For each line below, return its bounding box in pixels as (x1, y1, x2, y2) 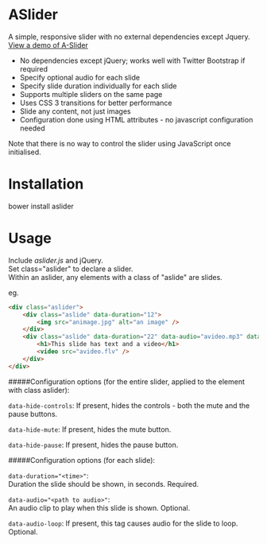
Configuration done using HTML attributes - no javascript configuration (19, 115, 253, 124)
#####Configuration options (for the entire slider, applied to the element (8, 376, 245, 387)
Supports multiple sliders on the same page (19, 89, 163, 99)
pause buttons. (8, 409, 58, 418)
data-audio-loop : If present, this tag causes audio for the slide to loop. (8, 519, 238, 528)
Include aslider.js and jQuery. (8, 255, 103, 265)
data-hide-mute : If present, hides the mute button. (8, 424, 172, 434)
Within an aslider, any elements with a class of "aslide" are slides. (8, 272, 222, 282)
